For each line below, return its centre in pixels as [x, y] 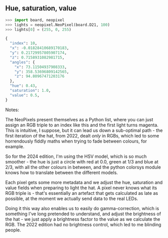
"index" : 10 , [24, 43]
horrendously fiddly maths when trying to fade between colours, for [76, 141]
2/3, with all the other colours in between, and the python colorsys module [83, 167]
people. [13, 230]
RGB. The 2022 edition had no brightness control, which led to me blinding [83, 224]
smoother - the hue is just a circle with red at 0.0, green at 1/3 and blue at [82, 161]
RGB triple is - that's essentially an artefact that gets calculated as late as [82, 193]
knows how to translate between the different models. [62, 173]
